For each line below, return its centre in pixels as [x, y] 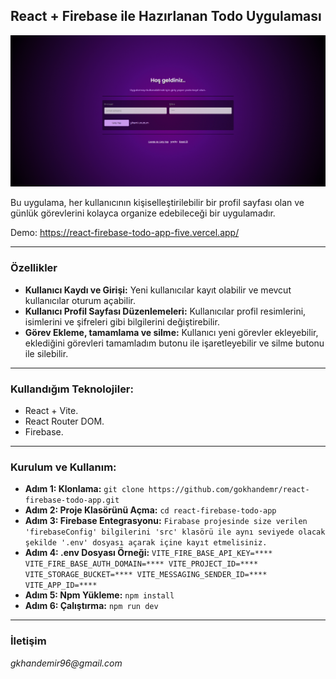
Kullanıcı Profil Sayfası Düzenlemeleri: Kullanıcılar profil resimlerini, [165, 311]
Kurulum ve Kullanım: [63, 467]
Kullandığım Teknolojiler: [72, 389]
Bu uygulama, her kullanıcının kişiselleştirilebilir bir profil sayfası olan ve [157, 203]
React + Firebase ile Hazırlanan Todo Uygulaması [166, 16]
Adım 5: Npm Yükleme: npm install [99, 595]
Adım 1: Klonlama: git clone [84, 489]
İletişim [28, 641]
